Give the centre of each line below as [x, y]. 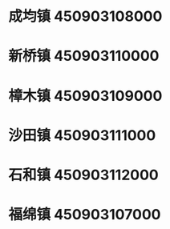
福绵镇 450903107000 [85, 215]
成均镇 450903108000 [85, 16]
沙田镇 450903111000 [82, 135]
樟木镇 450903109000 [85, 96]
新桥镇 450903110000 [84, 56]
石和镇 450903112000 [83, 175]
